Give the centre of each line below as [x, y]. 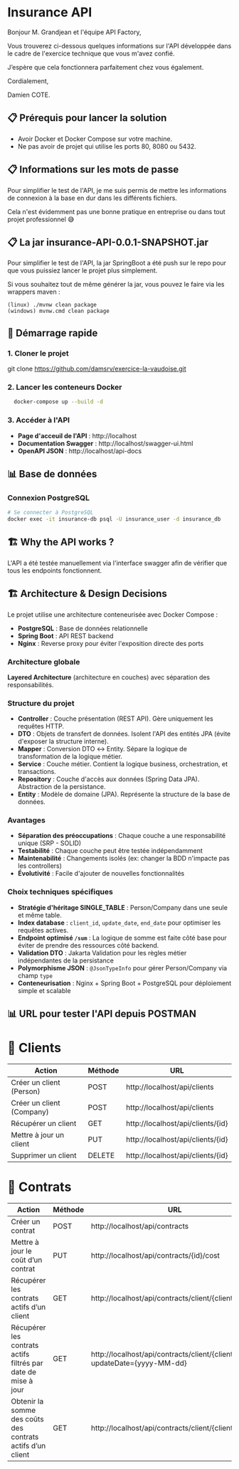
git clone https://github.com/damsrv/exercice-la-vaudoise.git [97, 369]
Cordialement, [28, 81]
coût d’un [27, 1260]
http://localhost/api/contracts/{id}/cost [155, 1256]
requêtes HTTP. [41, 726]
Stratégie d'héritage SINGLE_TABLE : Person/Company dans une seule [122, 907]
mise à [22, 1381]
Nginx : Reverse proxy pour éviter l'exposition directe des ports [111, 643]
